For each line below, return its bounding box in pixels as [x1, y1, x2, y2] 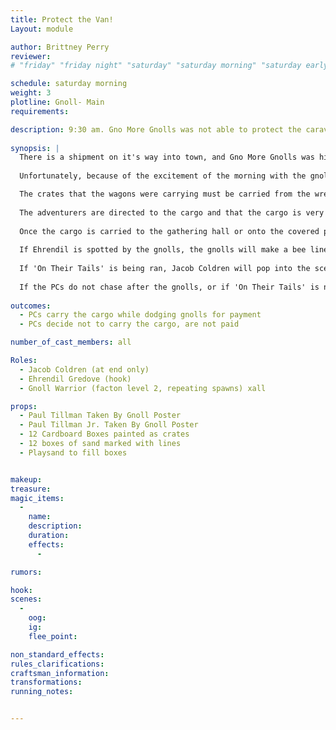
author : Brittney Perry [10, 42, 110, 52]
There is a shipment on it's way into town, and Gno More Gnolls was [19, 152, 315, 163]
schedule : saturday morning [10, 79, 128, 89]
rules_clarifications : [10, 659, 105, 669]
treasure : [10, 484, 52, 494]
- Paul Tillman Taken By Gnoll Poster [19, 411, 182, 421]
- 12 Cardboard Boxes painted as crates [19, 429, 190, 440]
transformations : [10, 677, 83, 688]
